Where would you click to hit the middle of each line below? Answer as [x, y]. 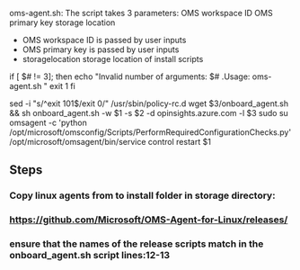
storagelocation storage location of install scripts [113, 59]
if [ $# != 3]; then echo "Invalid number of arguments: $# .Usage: [130, 76]
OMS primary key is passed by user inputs [101, 49]
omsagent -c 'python [48, 122]
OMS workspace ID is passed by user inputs [104, 40]
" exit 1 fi [60, 86]
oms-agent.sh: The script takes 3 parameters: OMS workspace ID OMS [141, 13]
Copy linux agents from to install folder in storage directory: [142, 195]
